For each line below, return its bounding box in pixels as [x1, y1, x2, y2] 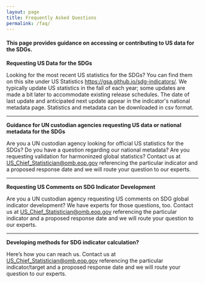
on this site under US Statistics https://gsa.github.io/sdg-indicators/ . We [6, 78, 187, 85]
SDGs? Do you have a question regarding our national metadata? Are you [6, 146, 190, 153]
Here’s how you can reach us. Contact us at [6, 250, 116, 257]
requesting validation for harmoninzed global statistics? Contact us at [6, 152, 181, 160]
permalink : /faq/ [6, 20, 51, 26]
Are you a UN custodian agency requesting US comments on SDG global [6, 195, 189, 202]
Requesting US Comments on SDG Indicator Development [6, 183, 156, 190]
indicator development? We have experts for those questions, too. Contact [6, 201, 193, 208]
